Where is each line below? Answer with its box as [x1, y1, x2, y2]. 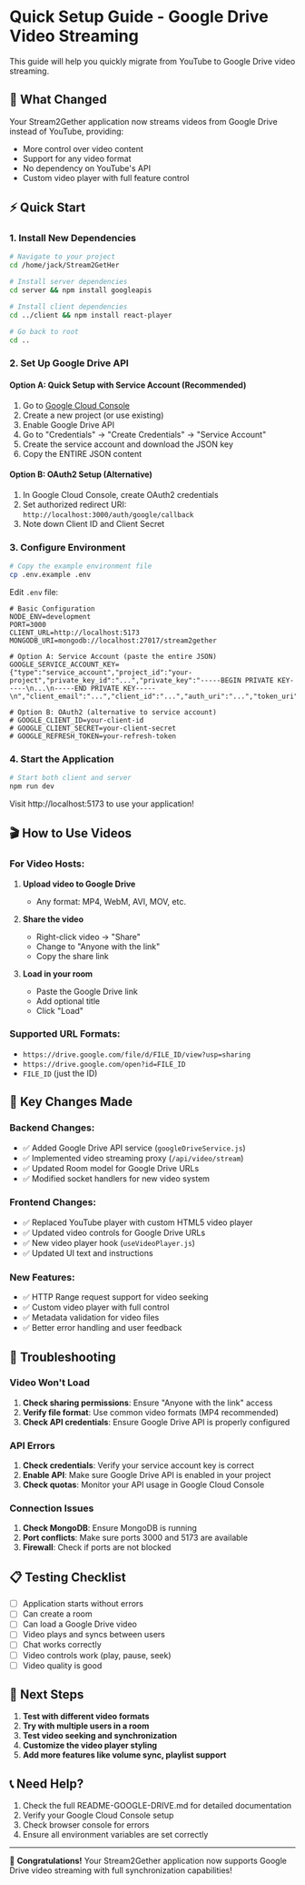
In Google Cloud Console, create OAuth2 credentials [22, 489, 220, 500]
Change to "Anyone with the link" [35, 940, 161, 952]
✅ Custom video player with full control [22, 1302, 170, 1312]
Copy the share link [35, 950, 109, 961]
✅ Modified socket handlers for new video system [22, 1172, 211, 1184]
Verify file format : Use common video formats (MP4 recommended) [22, 1406, 280, 1417]
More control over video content [22, 143, 143, 154]
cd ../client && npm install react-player [9, 310, 172, 319]
